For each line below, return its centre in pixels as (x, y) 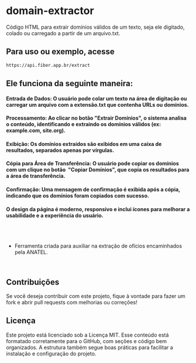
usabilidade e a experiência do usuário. (55, 215)
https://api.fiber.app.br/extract (48, 65)
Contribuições (33, 282)
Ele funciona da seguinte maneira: (70, 84)
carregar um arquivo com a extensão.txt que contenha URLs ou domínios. (97, 104)
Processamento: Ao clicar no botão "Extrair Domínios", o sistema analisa (97, 118)
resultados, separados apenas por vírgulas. (60, 150)
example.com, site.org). (36, 131)
